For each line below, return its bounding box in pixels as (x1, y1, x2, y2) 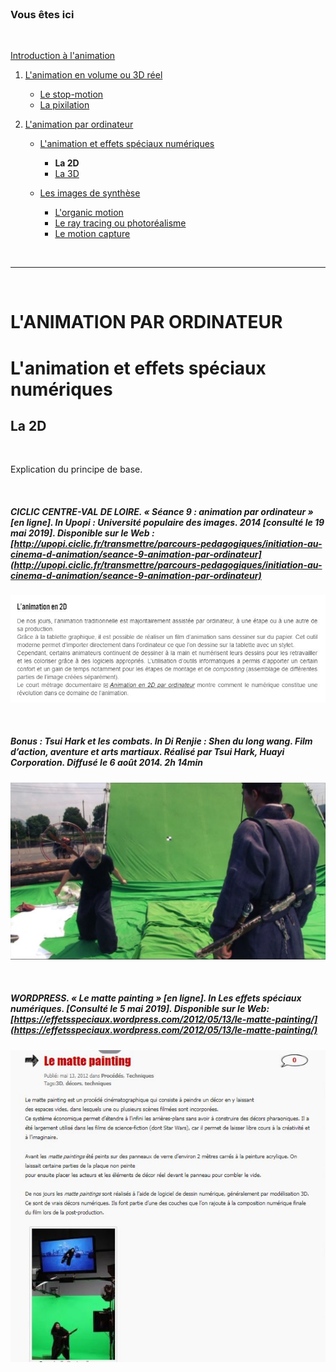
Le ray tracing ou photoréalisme (54, 217, 187, 229)
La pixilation (39, 99, 90, 111)
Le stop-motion (39, 88, 104, 101)
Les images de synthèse (39, 187, 141, 199)
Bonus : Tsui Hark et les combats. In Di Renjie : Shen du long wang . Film (10, 735, 313, 747)
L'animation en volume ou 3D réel (24, 69, 163, 81)
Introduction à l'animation (10, 50, 116, 62)
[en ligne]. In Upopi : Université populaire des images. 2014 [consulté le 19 (10, 517, 325, 529)
